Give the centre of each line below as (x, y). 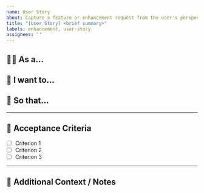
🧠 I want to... (30, 80)
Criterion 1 (28, 143)
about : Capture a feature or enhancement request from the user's (92, 18)
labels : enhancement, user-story (49, 29)
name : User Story (28, 12)
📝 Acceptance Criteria (49, 128)
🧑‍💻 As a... (25, 59)
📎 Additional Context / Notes (61, 182)
